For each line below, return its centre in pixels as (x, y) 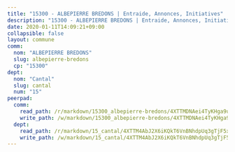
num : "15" (28, 92)
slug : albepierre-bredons (51, 60)
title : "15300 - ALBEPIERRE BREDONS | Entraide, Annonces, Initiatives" (115, 14)
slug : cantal (33, 85)
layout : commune (31, 40)
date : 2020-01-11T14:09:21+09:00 (56, 27)
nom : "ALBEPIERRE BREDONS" (53, 53)
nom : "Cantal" (34, 79)
